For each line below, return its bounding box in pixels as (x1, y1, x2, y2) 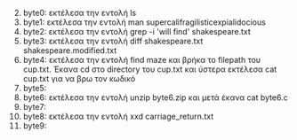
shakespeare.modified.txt (22, 45, 117, 56)
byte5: (22, 83, 47, 93)
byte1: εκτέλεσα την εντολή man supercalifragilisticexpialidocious (22, 17, 266, 27)
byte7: (22, 102, 47, 112)
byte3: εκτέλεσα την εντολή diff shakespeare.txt (22, 35, 204, 46)
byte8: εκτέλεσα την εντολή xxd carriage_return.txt (22, 111, 214, 121)
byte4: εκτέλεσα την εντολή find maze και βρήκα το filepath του (22, 55, 261, 65)
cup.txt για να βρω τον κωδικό (22, 74, 136, 83)
